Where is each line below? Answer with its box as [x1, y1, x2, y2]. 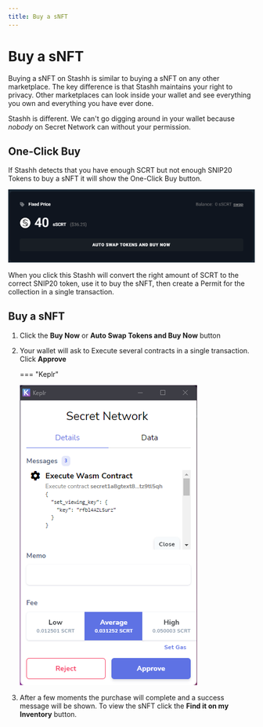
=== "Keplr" [19, 369, 59, 378]
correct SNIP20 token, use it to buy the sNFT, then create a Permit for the [8, 279, 245, 288]
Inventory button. [19, 709, 77, 718]
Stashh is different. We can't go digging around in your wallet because [8, 114, 235, 123]
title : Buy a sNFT [8, 13, 68, 20]
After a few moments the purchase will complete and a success [19, 692, 225, 702]
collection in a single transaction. [8, 287, 115, 296]
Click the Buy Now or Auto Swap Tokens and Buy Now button [19, 331, 222, 340]
